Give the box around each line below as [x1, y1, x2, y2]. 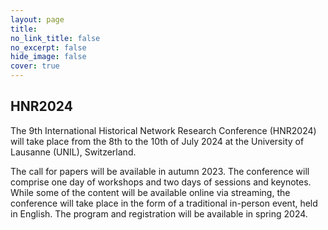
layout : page [10, 14, 65, 25]
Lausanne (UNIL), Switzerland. [10, 146, 137, 158]
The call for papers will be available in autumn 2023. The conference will [10, 165, 310, 177]
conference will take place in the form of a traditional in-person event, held [10, 197, 318, 209]
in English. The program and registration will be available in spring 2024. [10, 207, 308, 220]
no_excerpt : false [10, 42, 87, 53]
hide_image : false [10, 52, 87, 62]
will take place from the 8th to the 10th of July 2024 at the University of [10, 135, 305, 147]
